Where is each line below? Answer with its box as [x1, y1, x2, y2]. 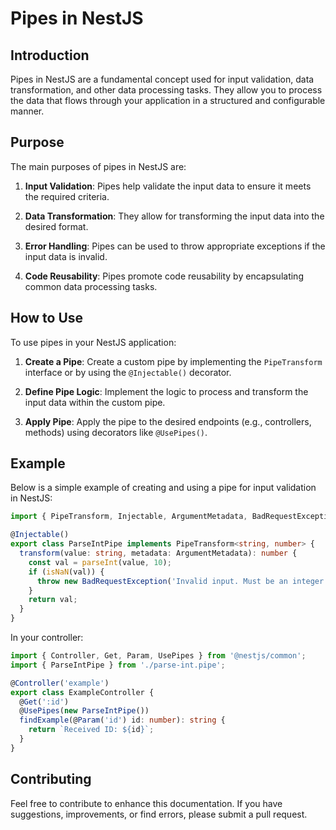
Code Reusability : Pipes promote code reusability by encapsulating [24, 270, 304, 282]
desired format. [24, 220, 89, 232]
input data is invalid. [24, 250, 108, 262]
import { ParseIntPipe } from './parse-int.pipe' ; [10, 660, 226, 670]
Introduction [10, 47, 90, 64]
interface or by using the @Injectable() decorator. [24, 366, 232, 378]
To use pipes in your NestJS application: [10, 336, 177, 348]
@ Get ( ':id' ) [19, 697, 70, 707]
